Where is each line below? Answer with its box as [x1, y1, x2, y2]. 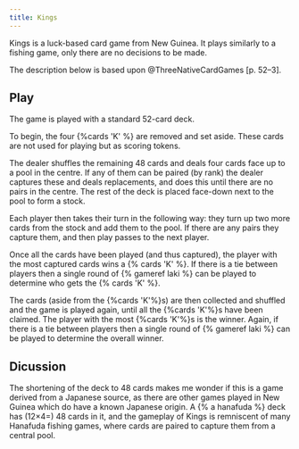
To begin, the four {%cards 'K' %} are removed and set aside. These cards [9, 131, 284, 142]
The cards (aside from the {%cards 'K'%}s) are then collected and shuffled [9, 295, 286, 306]
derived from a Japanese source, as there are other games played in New [9, 392, 280, 403]
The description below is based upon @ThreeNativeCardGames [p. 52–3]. [9, 64, 282, 75]
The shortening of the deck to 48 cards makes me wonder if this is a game [9, 383, 284, 394]
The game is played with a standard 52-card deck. [9, 113, 195, 125]
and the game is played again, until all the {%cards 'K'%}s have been [9, 304, 263, 315]
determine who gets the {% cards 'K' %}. [9, 278, 161, 288]
